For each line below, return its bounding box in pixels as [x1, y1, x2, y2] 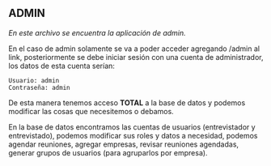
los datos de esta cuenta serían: [8, 61, 116, 70]
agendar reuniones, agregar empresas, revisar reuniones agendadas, [8, 139, 239, 149]
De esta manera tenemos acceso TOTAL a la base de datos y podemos [8, 97, 246, 108]
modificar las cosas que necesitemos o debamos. [8, 106, 174, 116]
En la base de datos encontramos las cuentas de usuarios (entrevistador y [8, 121, 256, 132]
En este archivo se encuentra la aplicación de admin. [8, 28, 186, 37]
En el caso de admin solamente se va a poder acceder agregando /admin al [8, 44, 260, 53]
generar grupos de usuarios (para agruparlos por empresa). [8, 147, 208, 157]
